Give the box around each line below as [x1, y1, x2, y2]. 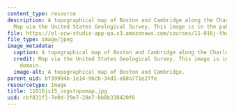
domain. [19, 62, 42, 69]
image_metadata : [7, 42, 54, 49]
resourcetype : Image [7, 81, 68, 88]
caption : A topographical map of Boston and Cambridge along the [13, 49, 208, 56]
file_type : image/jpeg [7, 36, 73, 43]
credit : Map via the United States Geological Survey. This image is [13, 56, 219, 63]
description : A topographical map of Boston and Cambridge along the [7, 17, 214, 24]
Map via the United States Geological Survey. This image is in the [13, 23, 217, 30]
